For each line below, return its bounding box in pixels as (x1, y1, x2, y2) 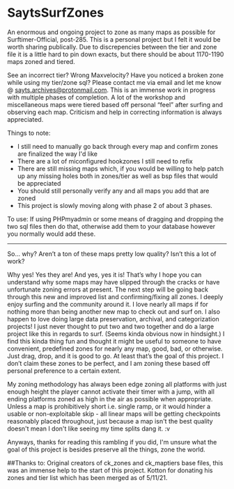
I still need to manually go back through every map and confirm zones (17, 142, 219, 150)
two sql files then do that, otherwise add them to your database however (7, 222, 216, 230)
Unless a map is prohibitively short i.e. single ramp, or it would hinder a (7, 402, 211, 410)
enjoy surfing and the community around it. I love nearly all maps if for (7, 300, 209, 308)
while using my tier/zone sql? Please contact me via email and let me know (7, 78, 221, 86)
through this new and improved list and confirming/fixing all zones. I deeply (7, 292, 224, 300)
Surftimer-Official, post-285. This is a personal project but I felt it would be (7, 35, 221, 43)
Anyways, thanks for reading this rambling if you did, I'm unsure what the (7, 438, 217, 446)
